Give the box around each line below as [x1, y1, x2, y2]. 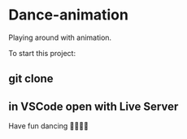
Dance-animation [8, 6, 128, 24]
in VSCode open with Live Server [8, 99, 179, 113]
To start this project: [8, 48, 76, 58]
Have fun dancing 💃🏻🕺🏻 [8, 121, 89, 131]
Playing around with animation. [8, 33, 112, 42]
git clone [8, 72, 54, 86]
